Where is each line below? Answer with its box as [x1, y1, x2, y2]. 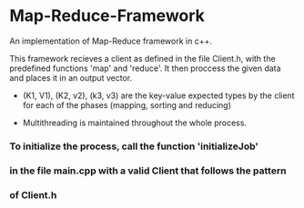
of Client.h [9, 188, 57, 201]
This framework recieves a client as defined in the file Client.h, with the [9, 53, 276, 64]
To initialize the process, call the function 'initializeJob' [9, 140, 259, 153]
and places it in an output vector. [9, 72, 133, 83]
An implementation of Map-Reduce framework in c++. [9, 35, 212, 46]
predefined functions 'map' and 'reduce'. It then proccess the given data [9, 63, 281, 74]
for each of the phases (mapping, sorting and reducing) [22, 99, 232, 110]
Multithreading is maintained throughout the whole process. [22, 117, 248, 128]
